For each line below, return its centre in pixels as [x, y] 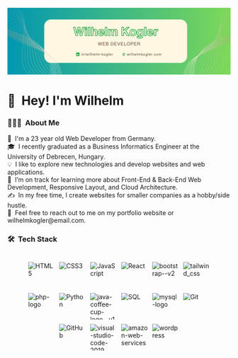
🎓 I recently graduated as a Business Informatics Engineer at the [103, 146]
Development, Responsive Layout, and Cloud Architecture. [93, 187]
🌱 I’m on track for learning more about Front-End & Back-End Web [104, 179]
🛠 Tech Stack [33, 239]
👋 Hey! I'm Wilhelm [66, 101]
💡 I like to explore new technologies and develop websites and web [106, 164]
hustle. [17, 205]
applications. [26, 172]
